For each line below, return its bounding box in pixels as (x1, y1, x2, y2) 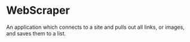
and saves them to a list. (6, 29, 66, 37)
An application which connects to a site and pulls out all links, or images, (6, 23, 185, 31)
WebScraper (6, 4, 70, 17)
